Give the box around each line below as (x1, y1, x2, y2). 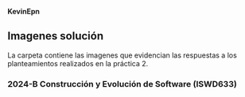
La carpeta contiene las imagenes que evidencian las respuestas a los (7, 50, 238, 60)
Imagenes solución (7, 29, 104, 43)
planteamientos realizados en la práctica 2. (7, 58, 149, 68)
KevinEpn (7, 7, 41, 16)
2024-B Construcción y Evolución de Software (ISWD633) (7, 78, 238, 89)
